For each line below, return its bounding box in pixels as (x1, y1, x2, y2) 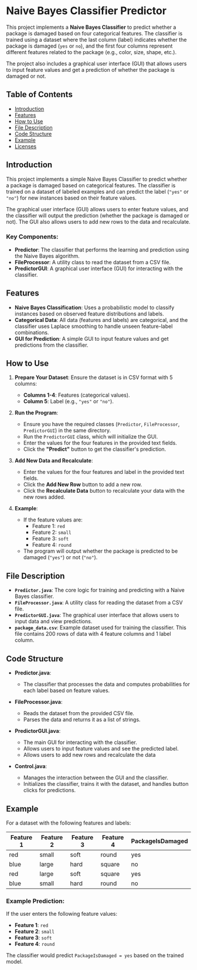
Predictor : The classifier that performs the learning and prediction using (14, 246, 189, 253)
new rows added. (23, 493, 66, 501)
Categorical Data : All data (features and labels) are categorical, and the (14, 316, 188, 323)
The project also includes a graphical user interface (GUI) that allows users (6, 60, 187, 67)
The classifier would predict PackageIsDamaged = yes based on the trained (6, 952, 184, 959)
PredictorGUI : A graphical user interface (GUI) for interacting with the (14, 265, 183, 272)
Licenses (14, 142, 37, 150)
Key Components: (6, 232, 59, 241)
